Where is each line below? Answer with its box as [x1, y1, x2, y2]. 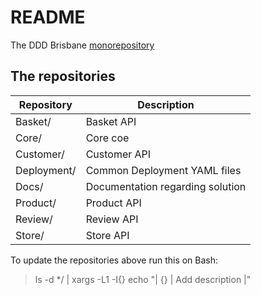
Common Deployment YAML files [85, 163, 242, 177]
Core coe [85, 131, 130, 145]
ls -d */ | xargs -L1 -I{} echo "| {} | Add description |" [34, 273, 252, 285]
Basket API [85, 114, 137, 128]
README [10, 6, 86, 29]
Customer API [85, 147, 152, 161]
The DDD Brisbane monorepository [10, 39, 155, 51]
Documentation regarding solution [85, 179, 247, 193]
